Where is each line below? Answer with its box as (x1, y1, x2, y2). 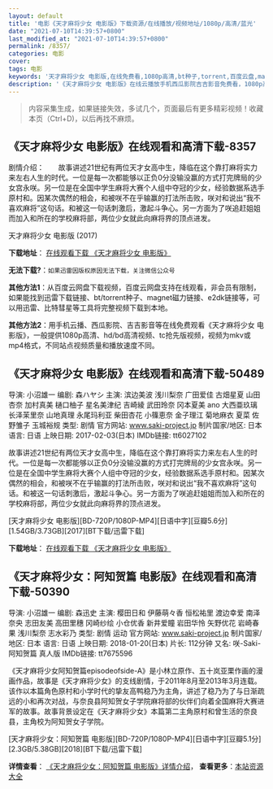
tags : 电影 (8, 65, 43, 73)
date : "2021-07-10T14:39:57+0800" (8, 27, 126, 35)
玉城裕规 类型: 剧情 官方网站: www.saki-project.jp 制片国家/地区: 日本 (31, 421, 262, 430)
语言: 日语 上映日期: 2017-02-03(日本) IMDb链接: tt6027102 (8, 430, 207, 440)
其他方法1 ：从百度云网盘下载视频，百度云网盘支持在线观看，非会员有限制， (8, 282, 262, 293)
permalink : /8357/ (8, 42, 71, 50)
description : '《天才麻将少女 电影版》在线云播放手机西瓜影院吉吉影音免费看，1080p (8, 80, 262, 88)
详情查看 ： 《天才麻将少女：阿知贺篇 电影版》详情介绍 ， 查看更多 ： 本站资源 (8, 761, 264, 771)
